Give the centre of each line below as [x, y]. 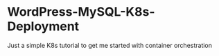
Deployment [43, 26]
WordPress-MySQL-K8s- [81, 12]
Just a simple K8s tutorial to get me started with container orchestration [110, 45]
